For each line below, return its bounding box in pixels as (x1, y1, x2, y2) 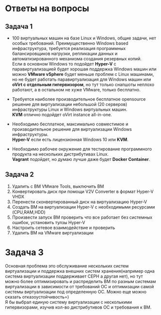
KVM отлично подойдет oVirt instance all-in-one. (12, 112, 113, 117)
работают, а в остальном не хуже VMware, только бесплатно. (12, 87, 141, 92)
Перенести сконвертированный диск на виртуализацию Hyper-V (12, 199, 147, 205)
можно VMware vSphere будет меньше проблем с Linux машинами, (12, 71, 154, 77)
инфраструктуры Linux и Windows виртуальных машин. (12, 106, 128, 112)
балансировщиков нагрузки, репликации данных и (12, 51, 118, 56)
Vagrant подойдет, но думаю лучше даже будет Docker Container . (12, 157, 150, 162)
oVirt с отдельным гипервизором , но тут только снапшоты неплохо (12, 82, 154, 87)
